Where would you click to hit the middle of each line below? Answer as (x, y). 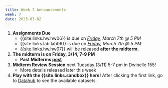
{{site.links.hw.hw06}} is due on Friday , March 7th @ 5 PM (80, 38)
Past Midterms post (41, 60)
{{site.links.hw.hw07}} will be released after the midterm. (79, 49)
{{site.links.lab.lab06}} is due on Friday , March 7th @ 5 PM (80, 44)
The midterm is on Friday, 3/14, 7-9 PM (54, 54)
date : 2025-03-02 (23, 19)
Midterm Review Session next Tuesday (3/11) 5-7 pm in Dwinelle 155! (84, 65)
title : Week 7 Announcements (36, 10)
